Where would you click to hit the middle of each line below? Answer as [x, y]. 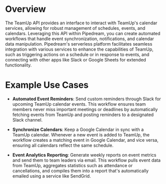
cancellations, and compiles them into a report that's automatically [81, 171]
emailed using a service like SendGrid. [51, 176]
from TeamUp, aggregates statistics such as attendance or [72, 165]
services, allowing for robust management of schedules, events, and [75, 28]
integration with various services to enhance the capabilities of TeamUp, [79, 49]
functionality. [19, 65]
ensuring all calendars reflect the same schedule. [63, 145]
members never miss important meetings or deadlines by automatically [85, 109]
